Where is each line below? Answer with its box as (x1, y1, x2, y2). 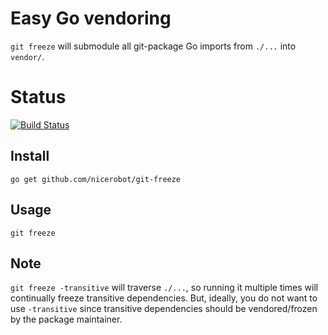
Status (10, 86, 67, 109)
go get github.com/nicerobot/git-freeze (10, 174, 182, 184)
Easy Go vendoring (10, 7, 172, 30)
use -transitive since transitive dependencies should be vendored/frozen (10, 303, 318, 315)
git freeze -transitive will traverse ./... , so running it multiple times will (10, 282, 319, 294)
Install (10, 148, 50, 165)
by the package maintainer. (10, 313, 123, 326)
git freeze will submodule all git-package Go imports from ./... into (10, 40, 297, 52)
